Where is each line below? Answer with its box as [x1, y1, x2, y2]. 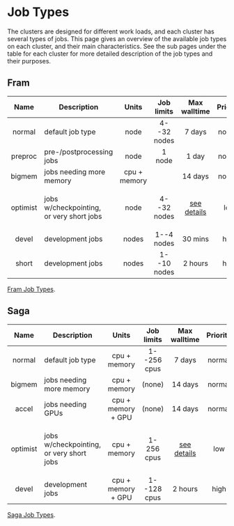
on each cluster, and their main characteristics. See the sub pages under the [7, 42, 226, 50]
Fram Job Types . [7, 285, 56, 293]
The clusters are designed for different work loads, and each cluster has [7, 27, 214, 36]
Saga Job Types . [7, 510, 56, 519]
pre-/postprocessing [44, 147, 114, 157]
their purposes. [7, 56, 51, 65]
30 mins [182, 234, 209, 244]
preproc [10, 151, 37, 161]
